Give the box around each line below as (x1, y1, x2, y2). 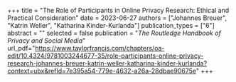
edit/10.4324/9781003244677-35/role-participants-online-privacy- (7, 51, 204, 60)
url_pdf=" (7, 44, 36, 52)
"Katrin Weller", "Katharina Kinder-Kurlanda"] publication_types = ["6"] (7, 21, 215, 29)
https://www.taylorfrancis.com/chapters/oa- (35, 44, 165, 52)
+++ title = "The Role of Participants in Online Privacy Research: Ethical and (7, 6, 230, 14)
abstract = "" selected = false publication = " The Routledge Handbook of (7, 29, 222, 37)
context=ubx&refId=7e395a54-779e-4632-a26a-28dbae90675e (7, 67, 197, 75)
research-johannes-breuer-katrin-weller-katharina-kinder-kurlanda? (7, 59, 208, 67)
